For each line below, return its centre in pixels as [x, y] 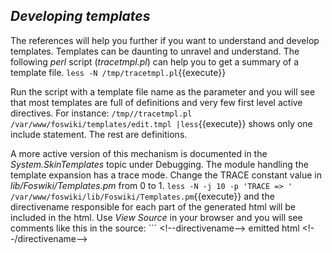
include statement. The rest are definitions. [99, 134]
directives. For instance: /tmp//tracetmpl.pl [101, 113]
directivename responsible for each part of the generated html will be [153, 206]
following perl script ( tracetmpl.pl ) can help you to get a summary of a [155, 61]
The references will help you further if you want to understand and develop [165, 40]
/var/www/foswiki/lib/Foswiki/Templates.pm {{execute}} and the [142, 196]
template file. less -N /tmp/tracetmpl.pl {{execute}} [118, 72]
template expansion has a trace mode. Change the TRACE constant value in [166, 175]
